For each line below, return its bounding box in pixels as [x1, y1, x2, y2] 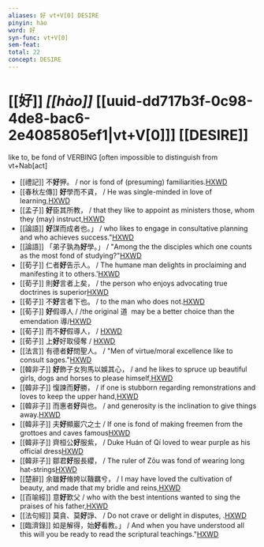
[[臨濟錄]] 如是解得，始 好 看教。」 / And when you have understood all [19, 520, 244, 530]
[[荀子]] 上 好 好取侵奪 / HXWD [19, 336, 116, 345]
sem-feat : [8, 41, 41, 49]
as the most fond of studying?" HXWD [19, 251, 142, 260]
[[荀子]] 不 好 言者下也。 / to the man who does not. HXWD [19, 296, 205, 306]
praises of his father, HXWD [19, 501, 109, 511]
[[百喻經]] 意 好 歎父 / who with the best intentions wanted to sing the [19, 492, 240, 502]
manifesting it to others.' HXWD [19, 269, 121, 278]
